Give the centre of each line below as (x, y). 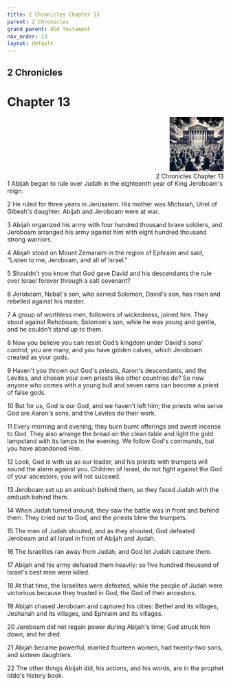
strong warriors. (30, 239)
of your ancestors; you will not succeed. (64, 476)
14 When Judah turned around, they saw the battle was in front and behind (113, 511)
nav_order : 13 (27, 36)
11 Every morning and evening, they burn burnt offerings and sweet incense (114, 427)
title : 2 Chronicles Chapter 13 (53, 14)
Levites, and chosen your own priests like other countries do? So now (106, 378)
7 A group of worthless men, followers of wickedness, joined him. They (108, 315)
